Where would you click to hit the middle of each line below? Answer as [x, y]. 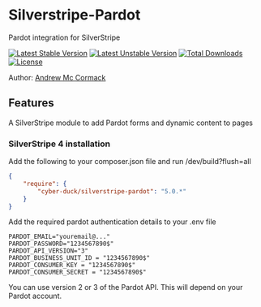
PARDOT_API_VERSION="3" [49, 251]
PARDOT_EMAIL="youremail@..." [60, 237]
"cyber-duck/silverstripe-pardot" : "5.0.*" [112, 191]
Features [31, 103]
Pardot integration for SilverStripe [64, 37]
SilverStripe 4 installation [60, 144]
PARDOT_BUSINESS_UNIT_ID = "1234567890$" [79, 258]
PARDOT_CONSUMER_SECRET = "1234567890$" [78, 272]
